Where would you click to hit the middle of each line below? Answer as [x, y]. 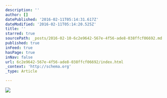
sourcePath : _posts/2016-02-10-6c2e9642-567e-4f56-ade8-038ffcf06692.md [84, 39]
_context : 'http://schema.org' [38, 67]
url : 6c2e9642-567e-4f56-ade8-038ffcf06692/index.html [64, 62]
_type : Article [21, 72]
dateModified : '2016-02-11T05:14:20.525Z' [51, 24]
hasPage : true [20, 52]
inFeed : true [19, 48]
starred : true [20, 34]
